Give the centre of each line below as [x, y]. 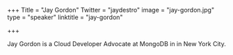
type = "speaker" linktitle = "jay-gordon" [65, 17]
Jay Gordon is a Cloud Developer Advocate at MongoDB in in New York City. [116, 44]
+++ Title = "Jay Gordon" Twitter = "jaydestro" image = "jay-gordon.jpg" [111, 10]
